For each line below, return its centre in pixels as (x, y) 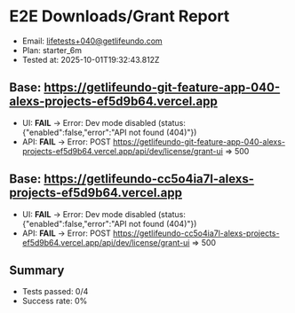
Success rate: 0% (55, 301)
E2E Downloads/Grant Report (120, 16)
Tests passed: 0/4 (55, 292)
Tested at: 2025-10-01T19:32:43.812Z (91, 59)
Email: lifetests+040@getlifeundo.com (92, 41)
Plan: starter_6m (52, 50)
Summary (37, 270)
